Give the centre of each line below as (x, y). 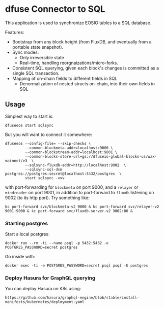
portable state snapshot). (38, 47)
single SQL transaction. (36, 73)
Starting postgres (27, 223)
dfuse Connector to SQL (55, 9)
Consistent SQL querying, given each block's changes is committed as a (85, 68)
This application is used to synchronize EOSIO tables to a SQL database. (78, 23)
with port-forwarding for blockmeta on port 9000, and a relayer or (72, 187)
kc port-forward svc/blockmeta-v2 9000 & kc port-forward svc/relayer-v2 (82, 206)
